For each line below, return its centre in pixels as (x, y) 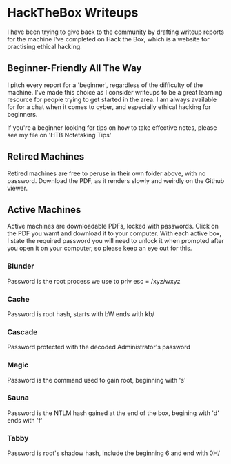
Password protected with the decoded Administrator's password (99, 347)
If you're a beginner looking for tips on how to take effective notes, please (112, 127)
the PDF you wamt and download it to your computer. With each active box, (114, 233)
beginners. (22, 114)
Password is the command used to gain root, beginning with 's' (97, 380)
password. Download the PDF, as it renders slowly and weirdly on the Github (116, 180)
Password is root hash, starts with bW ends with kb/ (81, 314)
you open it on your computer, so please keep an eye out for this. (100, 248)
